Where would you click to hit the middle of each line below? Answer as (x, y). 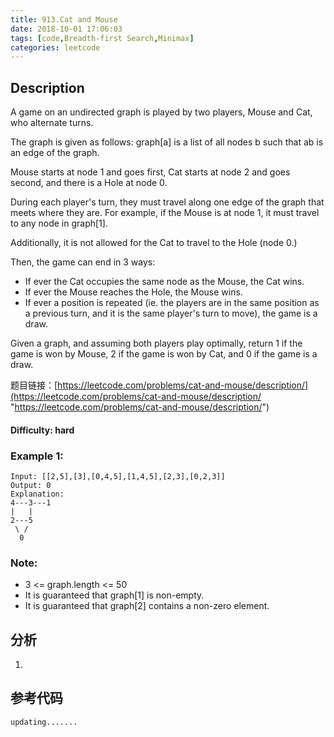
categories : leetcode (55, 47)
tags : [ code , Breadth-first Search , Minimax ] (102, 38)
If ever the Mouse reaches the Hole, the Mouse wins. (133, 292)
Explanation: (37, 494)
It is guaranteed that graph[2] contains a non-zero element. (147, 606)
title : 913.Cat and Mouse (64, 19)
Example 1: (37, 456)
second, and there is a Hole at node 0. (89, 183)
